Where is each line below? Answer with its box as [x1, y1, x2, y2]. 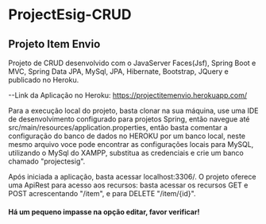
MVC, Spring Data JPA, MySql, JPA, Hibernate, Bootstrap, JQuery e [8, 67, 229, 76]
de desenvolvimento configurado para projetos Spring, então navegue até [8, 114, 250, 124]
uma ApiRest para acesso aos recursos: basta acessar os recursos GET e [8, 180, 249, 190]
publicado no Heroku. [8, 75, 79, 84]
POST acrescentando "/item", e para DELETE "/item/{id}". [8, 189, 196, 198]
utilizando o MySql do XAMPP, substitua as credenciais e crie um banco [8, 149, 244, 157]
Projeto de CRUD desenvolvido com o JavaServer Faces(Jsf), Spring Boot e [8, 58, 256, 68]
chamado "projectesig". [8, 156, 86, 166]
